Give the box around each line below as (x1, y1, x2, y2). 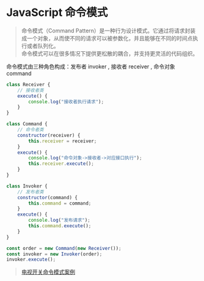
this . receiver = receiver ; (28, 138, 97, 144)
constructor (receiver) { (17, 132, 81, 138)
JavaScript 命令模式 (6, 5, 108, 20)
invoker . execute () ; (6, 257, 56, 263)
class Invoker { (6, 183, 48, 189)
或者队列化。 (26, 42, 59, 49)
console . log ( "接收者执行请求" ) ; (28, 98, 104, 104)
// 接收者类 (17, 87, 44, 93)
